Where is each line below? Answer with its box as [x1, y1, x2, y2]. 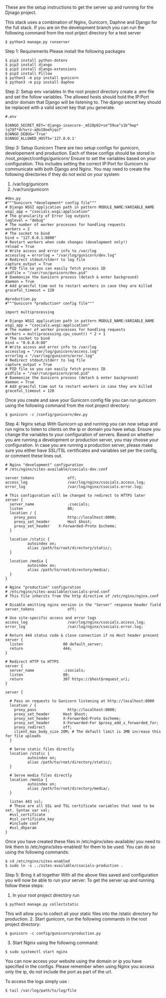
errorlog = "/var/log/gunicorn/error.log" [5, 353, 94, 358]
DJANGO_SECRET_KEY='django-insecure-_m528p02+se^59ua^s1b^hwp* [5, 123, 139, 128]
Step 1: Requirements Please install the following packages [5, 48, 125, 54]
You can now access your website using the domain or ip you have [5, 958, 142, 964]
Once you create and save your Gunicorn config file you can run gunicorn [5, 397, 157, 403]
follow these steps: [5, 883, 44, 889]
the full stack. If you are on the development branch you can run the [5, 24, 145, 30]
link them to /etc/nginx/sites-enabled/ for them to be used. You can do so [5, 844, 156, 850]
